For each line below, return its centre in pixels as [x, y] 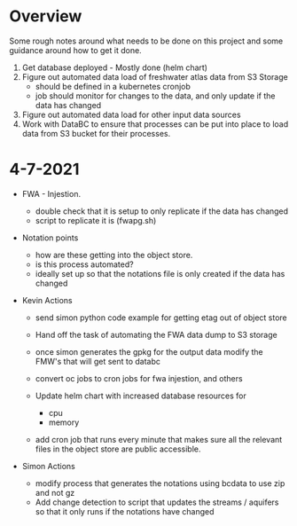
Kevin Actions [47, 300]
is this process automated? [85, 264]
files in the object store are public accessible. [118, 449]
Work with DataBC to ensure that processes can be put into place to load [155, 124]
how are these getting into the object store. [114, 255]
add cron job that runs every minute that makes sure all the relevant [159, 439]
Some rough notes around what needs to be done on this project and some [146, 41]
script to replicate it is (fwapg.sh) [96, 220]
